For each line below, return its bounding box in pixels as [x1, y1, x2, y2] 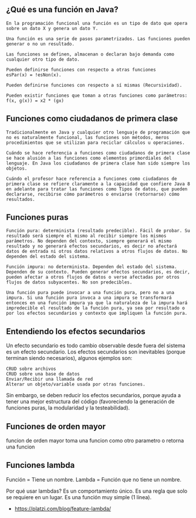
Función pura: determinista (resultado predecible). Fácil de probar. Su [6, 228, 191, 234]
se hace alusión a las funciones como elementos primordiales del [6, 155, 172, 161]
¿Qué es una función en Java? [6, 5, 119, 15]
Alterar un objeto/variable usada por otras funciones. [6, 381, 146, 388]
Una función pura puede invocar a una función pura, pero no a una [6, 290, 175, 296]
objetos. [6, 165, 28, 171]
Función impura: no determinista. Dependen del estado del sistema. [6, 264, 177, 270]
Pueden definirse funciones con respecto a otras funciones [6, 67, 157, 72]
